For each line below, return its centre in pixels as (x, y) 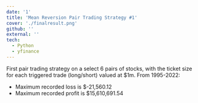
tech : (13, 40)
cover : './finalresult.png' (42, 23)
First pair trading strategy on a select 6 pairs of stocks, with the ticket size (99, 68)
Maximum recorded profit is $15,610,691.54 (69, 93)
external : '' (23, 35)
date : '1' (19, 12)
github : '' (20, 29)
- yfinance (26, 51)
